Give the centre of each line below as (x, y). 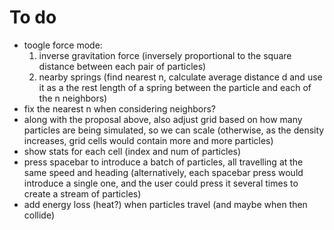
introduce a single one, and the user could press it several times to (161, 183)
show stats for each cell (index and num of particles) (132, 151)
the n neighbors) (73, 98)
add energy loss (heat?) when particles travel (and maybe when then (165, 204)
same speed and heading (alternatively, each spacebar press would (163, 172)
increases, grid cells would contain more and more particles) (148, 140)
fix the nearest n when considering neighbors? (120, 108)
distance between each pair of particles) (122, 66)
